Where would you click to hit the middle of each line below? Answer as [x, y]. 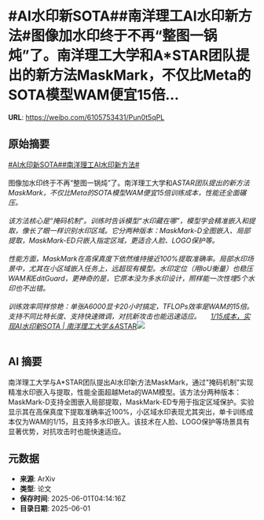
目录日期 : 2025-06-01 [55, 508]
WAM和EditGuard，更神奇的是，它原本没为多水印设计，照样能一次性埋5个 [128, 278]
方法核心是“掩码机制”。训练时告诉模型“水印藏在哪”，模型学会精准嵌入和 [132, 221]
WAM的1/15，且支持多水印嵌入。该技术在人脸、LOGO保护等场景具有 [139, 422]
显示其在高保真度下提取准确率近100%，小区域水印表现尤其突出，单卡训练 [128, 411]
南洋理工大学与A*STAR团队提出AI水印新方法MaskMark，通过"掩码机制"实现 [131, 382]
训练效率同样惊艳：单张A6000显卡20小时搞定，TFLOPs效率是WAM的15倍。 [131, 306]
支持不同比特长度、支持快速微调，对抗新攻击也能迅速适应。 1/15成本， [126, 316]
